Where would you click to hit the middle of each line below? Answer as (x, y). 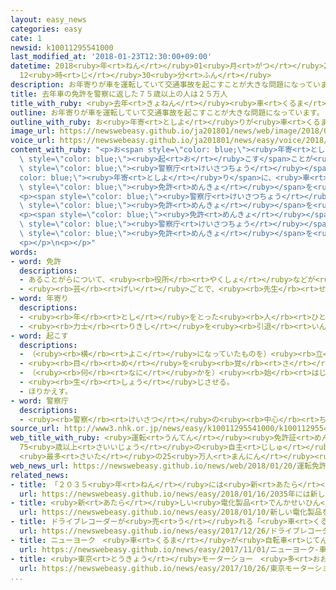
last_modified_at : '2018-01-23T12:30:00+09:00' (111, 57)
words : (24, 252)
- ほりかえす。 (46, 391)
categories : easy (46, 29)
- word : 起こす (39, 336)
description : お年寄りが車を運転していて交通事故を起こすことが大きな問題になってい (165, 85)
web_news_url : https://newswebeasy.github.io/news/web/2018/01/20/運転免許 (168, 466)
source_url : (35, 429)
